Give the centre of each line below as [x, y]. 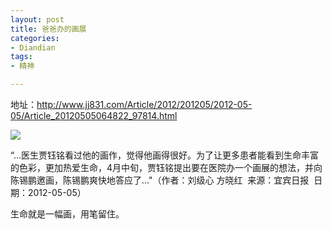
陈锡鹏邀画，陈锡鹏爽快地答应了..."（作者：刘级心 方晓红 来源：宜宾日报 [160, 180]
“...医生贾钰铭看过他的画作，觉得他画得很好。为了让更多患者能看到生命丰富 [165, 155]
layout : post [37, 19]
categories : [35, 38]
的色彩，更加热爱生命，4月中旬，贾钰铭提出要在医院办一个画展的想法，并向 [166, 167]
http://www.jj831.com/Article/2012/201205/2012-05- [144, 104]
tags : [21, 57]
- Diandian [33, 47]
